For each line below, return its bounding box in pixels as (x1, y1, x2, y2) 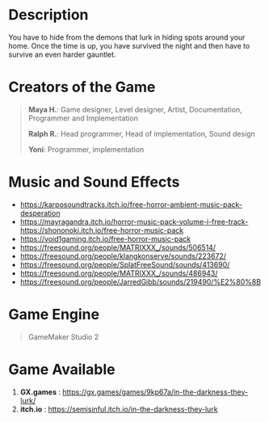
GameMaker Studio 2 (27, 331, 99, 341)
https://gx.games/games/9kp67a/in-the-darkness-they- (61, 386, 249, 397)
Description (8, 6, 89, 24)
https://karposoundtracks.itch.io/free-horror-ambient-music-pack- (19, 200, 243, 209)
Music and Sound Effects (8, 173, 180, 192)
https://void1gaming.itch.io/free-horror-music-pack (19, 234, 191, 243)
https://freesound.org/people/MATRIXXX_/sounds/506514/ (19, 243, 216, 252)
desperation (19, 208, 61, 217)
